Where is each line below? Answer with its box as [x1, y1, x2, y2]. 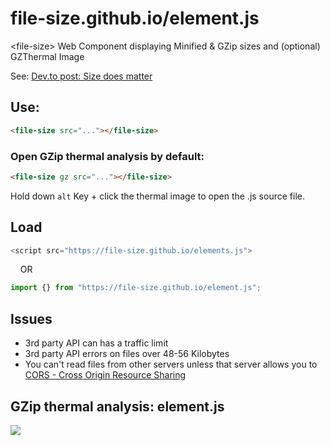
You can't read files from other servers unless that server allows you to [24, 358, 318, 371]
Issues [10, 310, 53, 327]
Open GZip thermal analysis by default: [10, 149, 205, 163]
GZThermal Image [10, 50, 85, 62]
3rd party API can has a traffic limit [24, 337, 169, 349]
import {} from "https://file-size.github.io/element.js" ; [10, 283, 262, 293]
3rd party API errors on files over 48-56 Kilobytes [24, 348, 230, 360]
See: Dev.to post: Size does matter [10, 70, 153, 82]
